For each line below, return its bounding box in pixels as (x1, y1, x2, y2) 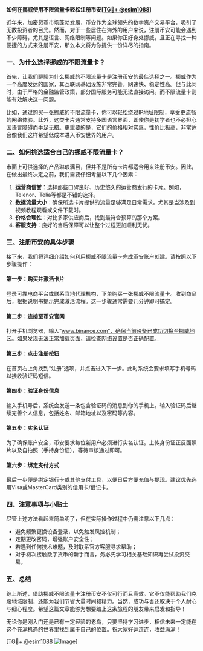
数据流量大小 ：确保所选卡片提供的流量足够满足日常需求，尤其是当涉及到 (14, 198, 195, 205)
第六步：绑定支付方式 (6, 461, 59, 469)
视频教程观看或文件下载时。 (14, 206, 85, 213)
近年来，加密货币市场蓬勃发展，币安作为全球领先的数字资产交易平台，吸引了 (6, 19, 197, 26)
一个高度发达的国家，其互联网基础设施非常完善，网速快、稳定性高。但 (6, 81, 181, 88)
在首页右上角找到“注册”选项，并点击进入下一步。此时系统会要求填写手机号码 (6, 364, 196, 372)
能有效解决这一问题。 (6, 96, 59, 103)
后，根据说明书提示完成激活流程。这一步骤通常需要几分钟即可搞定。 (6, 298, 176, 305)
